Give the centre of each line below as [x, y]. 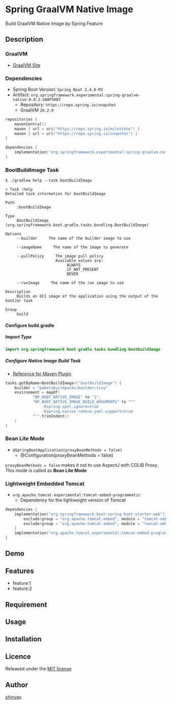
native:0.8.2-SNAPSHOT [37, 100]
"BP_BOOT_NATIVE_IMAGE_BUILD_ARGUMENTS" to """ [84, 402]
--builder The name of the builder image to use [74, 238]
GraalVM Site [26, 65]
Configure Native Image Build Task [43, 361]
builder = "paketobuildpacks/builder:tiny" [61, 388]
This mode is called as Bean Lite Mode [46, 470]
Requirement [26, 604]
